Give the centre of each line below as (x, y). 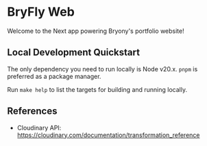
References (32, 111)
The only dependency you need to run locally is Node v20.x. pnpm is (102, 69)
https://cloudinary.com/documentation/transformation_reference (108, 135)
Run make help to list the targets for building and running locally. (97, 89)
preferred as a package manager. (54, 76)
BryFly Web (41, 12)
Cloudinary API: (39, 127)
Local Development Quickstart (74, 52)
